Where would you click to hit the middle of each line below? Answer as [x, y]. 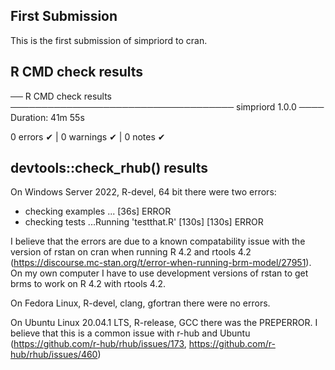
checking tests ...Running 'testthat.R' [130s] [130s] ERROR [144, 222]
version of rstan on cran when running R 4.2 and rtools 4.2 [131, 252]
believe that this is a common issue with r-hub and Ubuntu [130, 333]
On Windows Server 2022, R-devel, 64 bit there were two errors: [143, 192]
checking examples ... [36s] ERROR [98, 211]
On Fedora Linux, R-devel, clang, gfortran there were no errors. [140, 303]
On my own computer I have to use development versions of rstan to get [159, 273]
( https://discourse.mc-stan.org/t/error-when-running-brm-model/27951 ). [161, 263]
